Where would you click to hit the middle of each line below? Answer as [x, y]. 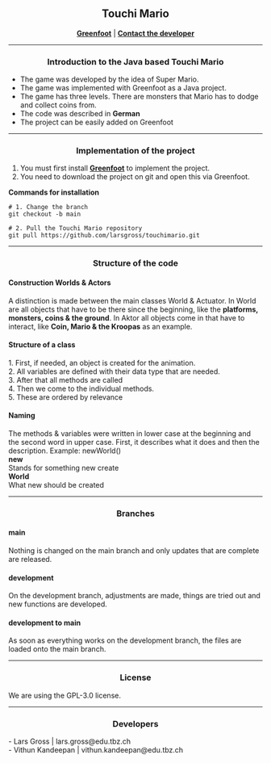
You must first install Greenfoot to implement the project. [115, 168]
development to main [45, 623]
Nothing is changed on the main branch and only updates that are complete [134, 551]
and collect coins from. [58, 105]
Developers [135, 723]
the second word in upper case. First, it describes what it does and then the [134, 442]
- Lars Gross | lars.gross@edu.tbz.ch [70, 741]
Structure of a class [42, 345]
